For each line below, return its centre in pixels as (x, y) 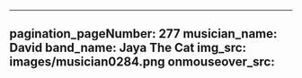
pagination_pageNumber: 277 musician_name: (143, 34)
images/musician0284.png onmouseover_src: (142, 62)
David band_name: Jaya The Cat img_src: (128, 48)
